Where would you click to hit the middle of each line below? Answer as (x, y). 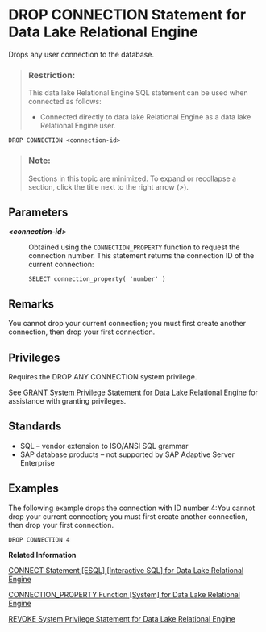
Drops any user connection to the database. (81, 54)
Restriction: (52, 75)
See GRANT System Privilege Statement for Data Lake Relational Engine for (133, 392)
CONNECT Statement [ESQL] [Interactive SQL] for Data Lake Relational (126, 570)
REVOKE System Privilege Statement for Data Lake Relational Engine (122, 618)
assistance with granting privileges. (67, 400)
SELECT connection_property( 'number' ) (98, 279)
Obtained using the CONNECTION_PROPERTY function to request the (134, 247)
